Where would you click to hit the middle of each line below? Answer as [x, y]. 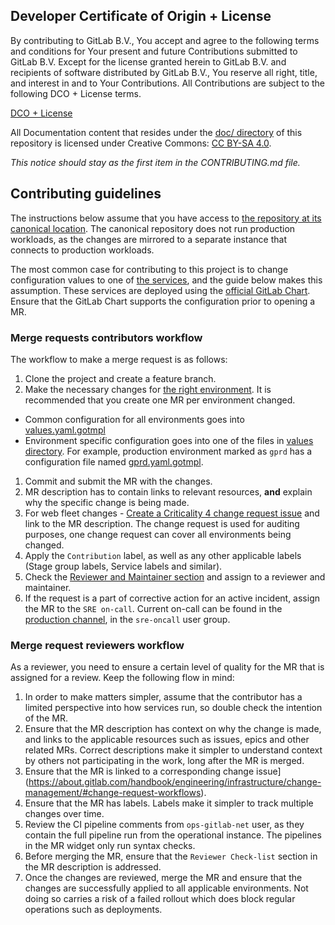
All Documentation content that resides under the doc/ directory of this [156, 132]
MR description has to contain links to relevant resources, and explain [168, 491]
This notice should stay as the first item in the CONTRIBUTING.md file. [155, 162]
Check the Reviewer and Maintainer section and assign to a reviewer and [175, 576]
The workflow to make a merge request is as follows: [119, 359]
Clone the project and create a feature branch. [120, 378]
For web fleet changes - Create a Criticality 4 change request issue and [172, 513]
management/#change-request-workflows [113, 793]
